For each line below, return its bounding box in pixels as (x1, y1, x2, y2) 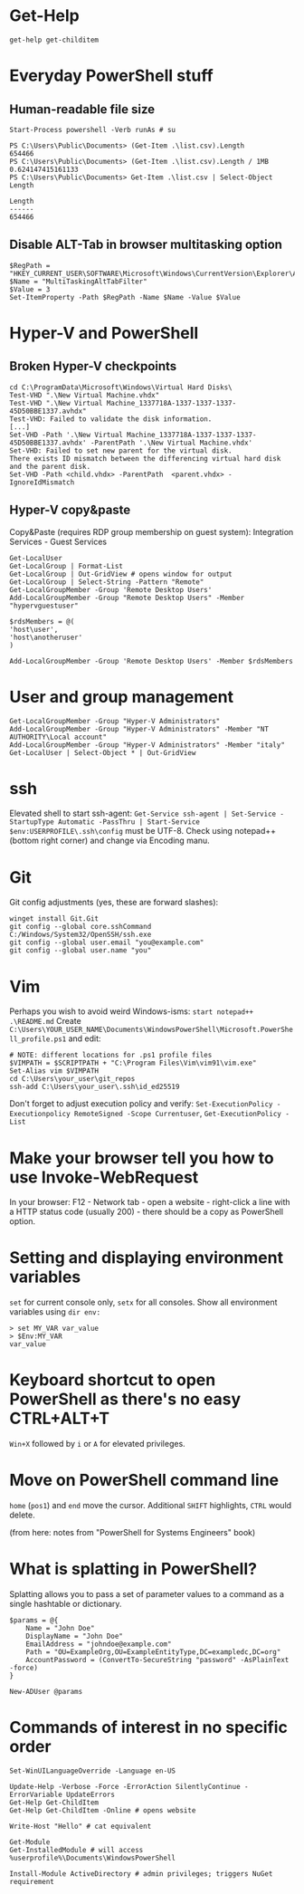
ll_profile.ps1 (9, 1035, 67, 1044)
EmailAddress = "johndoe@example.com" (25, 1640, 172, 1649)
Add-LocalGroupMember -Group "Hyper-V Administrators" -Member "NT (9, 724, 270, 733)
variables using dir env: (9, 1306, 101, 1317)
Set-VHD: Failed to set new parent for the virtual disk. (9, 445, 233, 455)
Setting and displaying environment (9, 1248, 283, 1268)
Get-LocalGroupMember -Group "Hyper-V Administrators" (9, 716, 221, 725)
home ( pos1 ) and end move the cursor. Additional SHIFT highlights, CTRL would (9, 1500, 292, 1511)
